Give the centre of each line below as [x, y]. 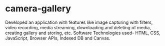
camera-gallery [38, 9]
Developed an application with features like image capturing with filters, [79, 22]
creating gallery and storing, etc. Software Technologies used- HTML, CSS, [83, 33]
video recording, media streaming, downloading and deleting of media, [78, 27]
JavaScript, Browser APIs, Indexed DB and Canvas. [58, 38]
